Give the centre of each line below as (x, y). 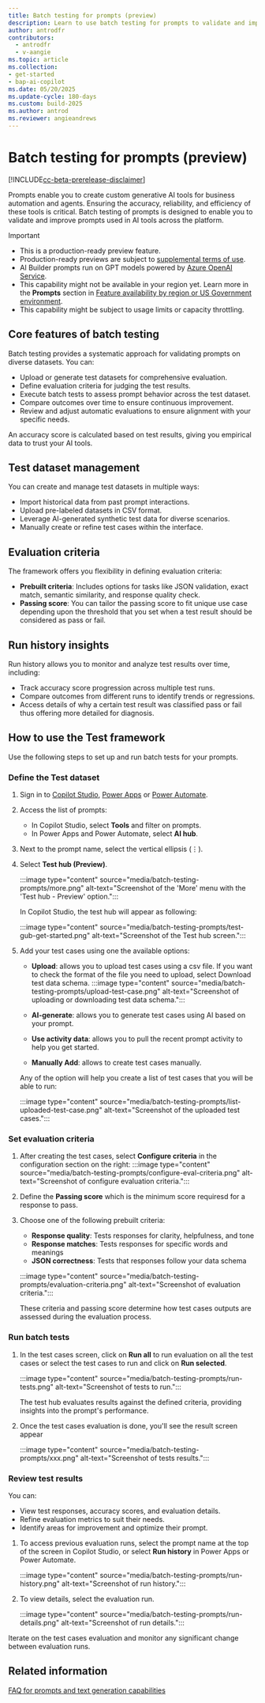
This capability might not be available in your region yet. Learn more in (134, 284)
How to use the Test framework (87, 738)
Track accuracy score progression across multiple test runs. (117, 688)
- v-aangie (33, 52)
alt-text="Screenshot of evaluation (184, 1285)
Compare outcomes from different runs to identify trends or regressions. (137, 696)
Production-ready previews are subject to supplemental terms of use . (132, 259)
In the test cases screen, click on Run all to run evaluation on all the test (136, 1354)
